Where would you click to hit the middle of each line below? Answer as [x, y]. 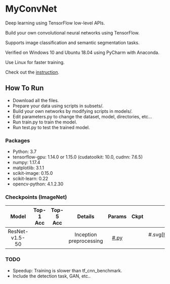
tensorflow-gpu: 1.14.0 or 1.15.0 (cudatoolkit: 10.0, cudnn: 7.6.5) [78, 157]
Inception [86, 235]
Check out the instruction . [32, 72]
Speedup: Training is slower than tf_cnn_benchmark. [67, 270]
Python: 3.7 [25, 152]
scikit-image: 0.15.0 [33, 173]
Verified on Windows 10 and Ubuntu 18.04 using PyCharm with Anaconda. [82, 52]
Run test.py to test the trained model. [51, 127]
